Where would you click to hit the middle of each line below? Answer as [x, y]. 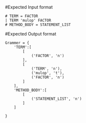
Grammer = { [17, 43]
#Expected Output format [31, 34]
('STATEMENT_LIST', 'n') [56, 99]
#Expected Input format [29, 7]
